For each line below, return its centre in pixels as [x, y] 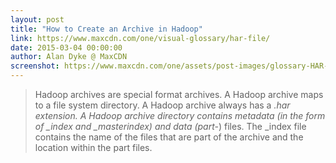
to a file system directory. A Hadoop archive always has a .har [162, 105]
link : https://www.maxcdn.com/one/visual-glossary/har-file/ [140, 38]
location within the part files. [93, 147]
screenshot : [35, 66]
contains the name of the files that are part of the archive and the [169, 137]
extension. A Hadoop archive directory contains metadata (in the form [180, 115]
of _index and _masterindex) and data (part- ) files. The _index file [170, 126]
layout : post [37, 19]
